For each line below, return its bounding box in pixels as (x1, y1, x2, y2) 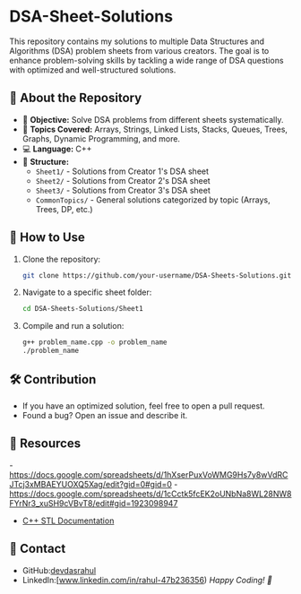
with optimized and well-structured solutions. (9, 65, 176, 75)
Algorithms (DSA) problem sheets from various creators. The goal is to (9, 45, 270, 56)
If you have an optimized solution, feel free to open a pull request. (21, 400, 266, 411)
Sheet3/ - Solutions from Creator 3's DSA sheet (35, 185, 211, 195)
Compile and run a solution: (21, 321, 125, 331)
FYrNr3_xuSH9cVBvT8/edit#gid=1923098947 (9, 497, 178, 508)
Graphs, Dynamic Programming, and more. (21, 133, 181, 144)
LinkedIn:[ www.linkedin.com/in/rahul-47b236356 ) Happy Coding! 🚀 (21, 574, 273, 585)
